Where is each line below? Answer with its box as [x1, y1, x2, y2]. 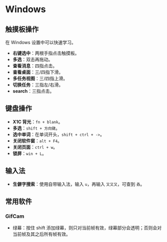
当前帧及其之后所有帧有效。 [12, 231, 71, 237]
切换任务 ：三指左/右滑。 [12, 82, 63, 88]
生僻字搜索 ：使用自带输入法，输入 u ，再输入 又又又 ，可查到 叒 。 [12, 181, 145, 187]
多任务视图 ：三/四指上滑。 [12, 75, 68, 82]
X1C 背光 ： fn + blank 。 [12, 118, 63, 125]
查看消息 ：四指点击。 [12, 63, 57, 69]
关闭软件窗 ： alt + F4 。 [12, 138, 62, 144]
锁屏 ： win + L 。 [12, 150, 47, 156]
